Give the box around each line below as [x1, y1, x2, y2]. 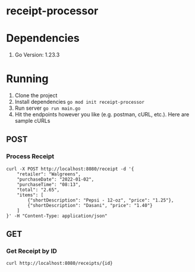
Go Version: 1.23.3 [14, 51, 60, 58]
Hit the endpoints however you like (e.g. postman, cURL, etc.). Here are [14, 111, 190, 118]
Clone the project [14, 92, 58, 99]
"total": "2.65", [17, 187, 60, 193]
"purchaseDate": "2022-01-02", [17, 176, 95, 183]
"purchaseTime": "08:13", [17, 181, 81, 187]
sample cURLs [14, 118, 51, 125]
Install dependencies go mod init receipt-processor [14, 98, 144, 106]
